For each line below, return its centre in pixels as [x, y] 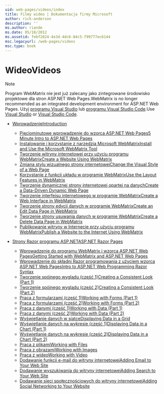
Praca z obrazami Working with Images [59, 349]
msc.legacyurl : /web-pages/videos [40, 42]
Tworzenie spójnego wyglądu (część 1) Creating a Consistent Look [86, 277]
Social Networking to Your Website [55, 386]
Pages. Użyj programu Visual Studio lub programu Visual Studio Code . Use [80, 109]
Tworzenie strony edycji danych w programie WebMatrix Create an [86, 206]
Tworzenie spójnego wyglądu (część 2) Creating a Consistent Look [87, 287]
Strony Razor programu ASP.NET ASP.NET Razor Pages [68, 241]
